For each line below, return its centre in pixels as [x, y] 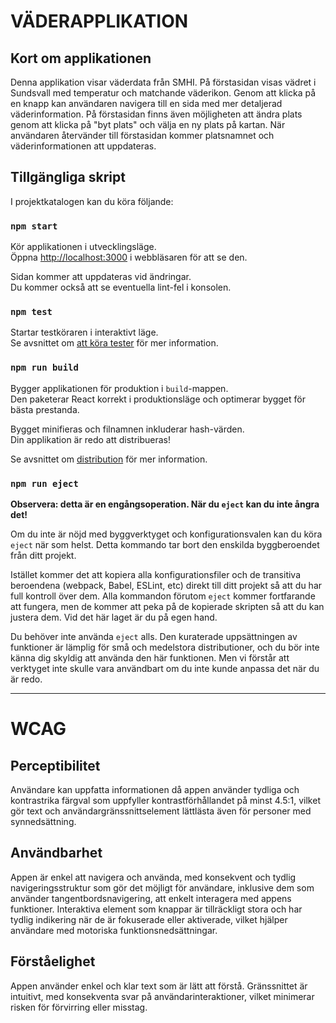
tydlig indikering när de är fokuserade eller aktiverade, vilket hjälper [149, 919]
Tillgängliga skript [68, 177]
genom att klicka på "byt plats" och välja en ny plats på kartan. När [148, 124]
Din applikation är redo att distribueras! [91, 439]
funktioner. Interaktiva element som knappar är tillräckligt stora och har [156, 909]
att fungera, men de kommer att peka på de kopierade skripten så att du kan [167, 606]
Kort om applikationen [81, 58]
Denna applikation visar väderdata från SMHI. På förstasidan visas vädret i [163, 82]
